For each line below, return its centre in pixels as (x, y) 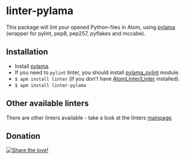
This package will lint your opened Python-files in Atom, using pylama (91, 27)
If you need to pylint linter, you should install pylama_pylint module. (97, 72)
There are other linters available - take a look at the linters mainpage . (90, 117)
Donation (23, 136)
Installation (27, 52)
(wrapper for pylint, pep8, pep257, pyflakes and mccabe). (76, 33)
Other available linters (48, 103)
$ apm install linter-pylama (50, 85)
